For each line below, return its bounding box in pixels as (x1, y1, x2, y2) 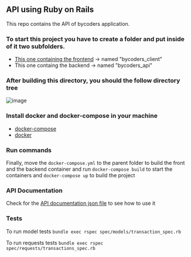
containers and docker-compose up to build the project (6, 172, 135, 178)
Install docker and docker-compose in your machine (6, 111, 158, 120)
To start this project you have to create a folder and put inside (6, 35, 185, 43)
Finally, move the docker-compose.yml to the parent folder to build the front (6, 160, 185, 166)
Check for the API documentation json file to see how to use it (6, 199, 156, 207)
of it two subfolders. (6, 42, 66, 50)
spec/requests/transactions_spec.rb (6, 245, 95, 251)
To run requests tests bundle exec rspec (6, 239, 104, 246)
